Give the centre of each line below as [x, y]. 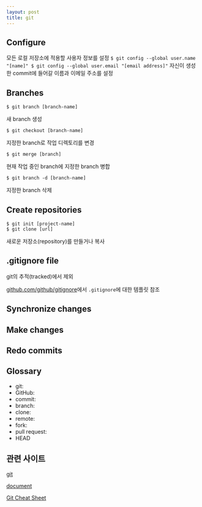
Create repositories [44, 209]
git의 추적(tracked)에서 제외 [40, 276]
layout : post [23, 12]
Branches [25, 93]
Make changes [35, 330]
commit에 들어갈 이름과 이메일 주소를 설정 [63, 73]
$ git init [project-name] [41, 224]
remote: [25, 418]
